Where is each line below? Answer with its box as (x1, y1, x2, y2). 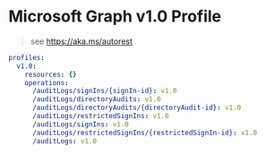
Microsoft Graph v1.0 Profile (8, 6, 221, 27)
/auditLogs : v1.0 (31, 136, 98, 145)
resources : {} (24, 70, 77, 79)
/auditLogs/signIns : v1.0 (31, 119, 129, 129)
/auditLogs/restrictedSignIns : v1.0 (31, 112, 169, 121)
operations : (24, 78, 69, 87)
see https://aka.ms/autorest (30, 36, 133, 47)
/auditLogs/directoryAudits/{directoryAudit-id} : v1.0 (31, 103, 242, 113)
